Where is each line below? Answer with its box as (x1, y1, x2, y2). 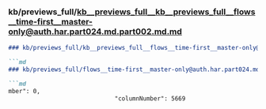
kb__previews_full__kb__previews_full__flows (76, 6, 256, 17)
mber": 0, (8, 87, 41, 95)
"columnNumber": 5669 (114, 94, 186, 103)
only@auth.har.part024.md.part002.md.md (8, 26, 182, 37)
